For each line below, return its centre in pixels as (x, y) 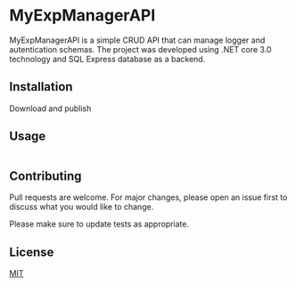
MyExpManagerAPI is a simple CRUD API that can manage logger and (137, 40)
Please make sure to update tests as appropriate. (99, 224)
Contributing (45, 175)
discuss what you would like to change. (82, 207)
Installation (41, 87)
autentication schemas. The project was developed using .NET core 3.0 (140, 49)
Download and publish (50, 108)
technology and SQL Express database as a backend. (107, 59)
